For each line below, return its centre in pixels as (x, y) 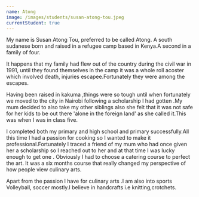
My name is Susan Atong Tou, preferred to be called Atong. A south (89, 40)
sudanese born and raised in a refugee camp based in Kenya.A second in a (99, 46)
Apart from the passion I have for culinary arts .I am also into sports (89, 181)
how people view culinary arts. (44, 170)
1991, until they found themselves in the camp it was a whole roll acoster (95, 70)
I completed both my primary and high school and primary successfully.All (98, 131)
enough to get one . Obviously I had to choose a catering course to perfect (98, 157)
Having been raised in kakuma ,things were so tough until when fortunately (99, 95)
